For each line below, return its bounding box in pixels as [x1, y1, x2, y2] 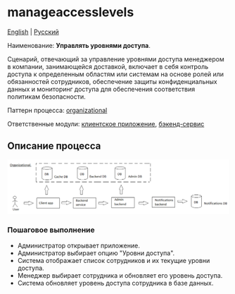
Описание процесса [7, 140, 101, 152]
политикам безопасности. [7, 92, 86, 101]
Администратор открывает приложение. [17, 241, 141, 250]
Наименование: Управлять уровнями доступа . [7, 41, 151, 49]
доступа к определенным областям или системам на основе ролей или [7, 70, 224, 78]
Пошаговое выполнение [7, 225, 95, 235]
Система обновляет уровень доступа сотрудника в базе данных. [17, 278, 214, 287]
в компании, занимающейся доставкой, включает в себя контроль [7, 62, 209, 71]
